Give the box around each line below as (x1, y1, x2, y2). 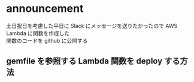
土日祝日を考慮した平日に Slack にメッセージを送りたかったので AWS (6, 22, 178, 29)
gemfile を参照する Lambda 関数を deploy (6, 56, 163, 67)
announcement (6, 2, 84, 15)
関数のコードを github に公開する (6, 37, 88, 44)
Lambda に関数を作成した (6, 29, 70, 37)
